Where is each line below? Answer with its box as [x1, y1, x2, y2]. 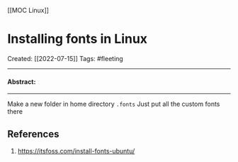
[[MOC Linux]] [7, 6, 50, 14]
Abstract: [7, 77, 36, 86]
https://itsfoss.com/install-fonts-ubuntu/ [17, 146, 135, 155]
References [7, 128, 59, 140]
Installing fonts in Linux [7, 31, 147, 47]
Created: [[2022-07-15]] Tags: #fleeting [7, 54, 124, 63]
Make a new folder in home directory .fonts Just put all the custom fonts [7, 99, 220, 109]
